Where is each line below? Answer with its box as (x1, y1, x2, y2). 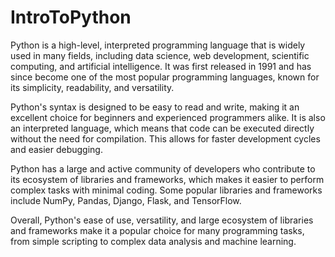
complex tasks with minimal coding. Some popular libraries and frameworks (10, 184, 323, 196)
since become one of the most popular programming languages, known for (10, 71, 320, 83)
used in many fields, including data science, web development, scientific (10, 49, 310, 61)
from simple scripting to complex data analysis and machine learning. (10, 235, 297, 247)
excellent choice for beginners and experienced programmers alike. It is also (10, 111, 326, 123)
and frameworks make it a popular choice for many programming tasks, (10, 224, 305, 236)
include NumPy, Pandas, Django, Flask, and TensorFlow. (10, 194, 242, 206)
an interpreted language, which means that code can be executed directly (10, 122, 315, 134)
